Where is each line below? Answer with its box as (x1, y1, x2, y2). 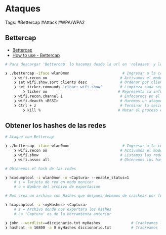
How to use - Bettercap (12, 52, 60, 58)
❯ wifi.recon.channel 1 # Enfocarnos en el (14, 94, 161, 99)
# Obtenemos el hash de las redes (5, 166, 77, 171)
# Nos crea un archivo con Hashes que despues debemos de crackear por (5, 193, 156, 198)
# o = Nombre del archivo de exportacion (14, 184, 100, 189)
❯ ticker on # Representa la (23, 89, 152, 94)
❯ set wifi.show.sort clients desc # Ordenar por (14, 80, 149, 85)
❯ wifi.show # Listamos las (14, 152, 152, 158)
